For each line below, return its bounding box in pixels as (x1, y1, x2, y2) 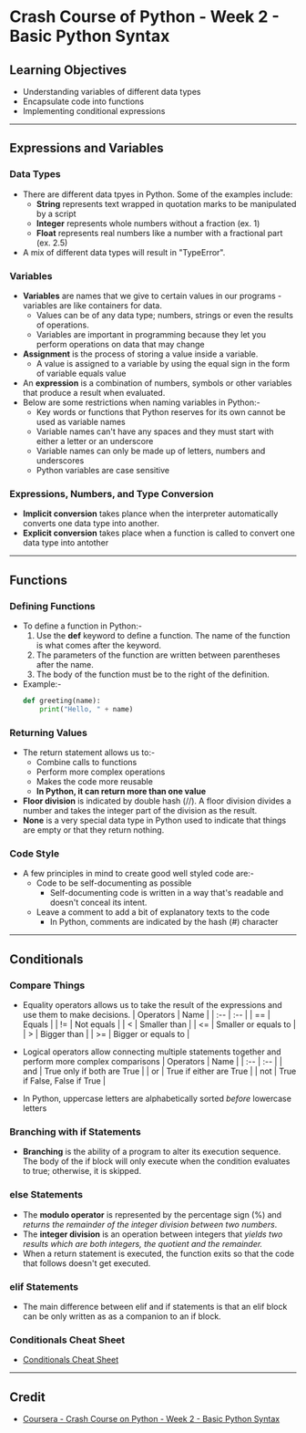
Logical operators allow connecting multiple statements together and (22, 1046, 281, 1057)
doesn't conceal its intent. (49, 897, 148, 909)
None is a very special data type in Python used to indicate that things (22, 815, 287, 826)
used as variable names (36, 416, 126, 427)
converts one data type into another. (22, 518, 159, 529)
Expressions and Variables (9, 140, 164, 156)
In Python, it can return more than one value (36, 786, 207, 797)
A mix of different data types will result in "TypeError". (22, 246, 226, 257)
